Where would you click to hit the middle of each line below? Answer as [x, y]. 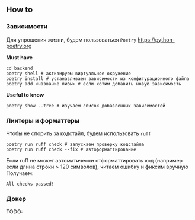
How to [20, 10]
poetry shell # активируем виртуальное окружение [69, 74]
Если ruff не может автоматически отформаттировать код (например [94, 160]
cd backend [20, 68]
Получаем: [20, 173]
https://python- [156, 39]
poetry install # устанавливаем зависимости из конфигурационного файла [98, 79]
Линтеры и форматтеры [43, 120]
